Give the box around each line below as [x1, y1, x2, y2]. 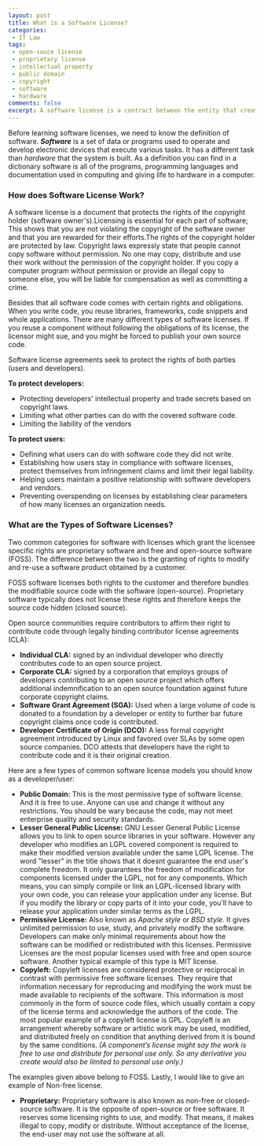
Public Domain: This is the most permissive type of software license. [19, 789, 244, 799]
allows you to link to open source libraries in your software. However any [19, 831, 255, 841]
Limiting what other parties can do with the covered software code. [19, 411, 237, 420]
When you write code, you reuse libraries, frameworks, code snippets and [8, 306, 248, 316]
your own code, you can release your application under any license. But [19, 889, 252, 899]
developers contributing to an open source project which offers [19, 675, 225, 685]
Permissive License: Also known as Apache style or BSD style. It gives [19, 915, 250, 924]
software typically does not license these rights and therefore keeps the [8, 594, 241, 604]
